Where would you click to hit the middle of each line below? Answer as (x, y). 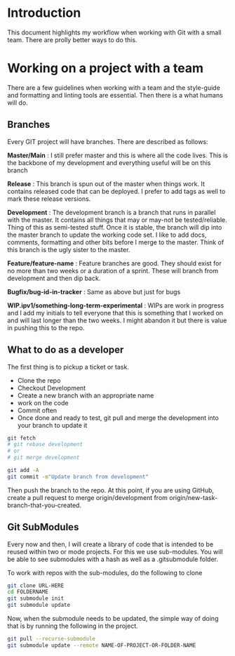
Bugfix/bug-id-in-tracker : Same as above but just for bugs (94, 291)
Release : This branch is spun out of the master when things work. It (106, 183)
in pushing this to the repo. (46, 327)
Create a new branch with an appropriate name (86, 395)
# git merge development (43, 458)
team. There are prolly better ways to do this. (72, 39)
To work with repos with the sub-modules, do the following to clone (105, 572)
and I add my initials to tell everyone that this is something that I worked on (115, 313)
